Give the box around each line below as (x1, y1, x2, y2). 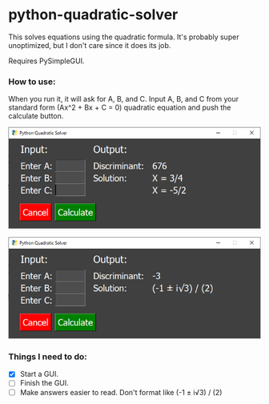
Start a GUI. (19, 370, 58, 379)
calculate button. (8, 111, 64, 121)
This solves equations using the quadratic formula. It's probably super (8, 32, 239, 42)
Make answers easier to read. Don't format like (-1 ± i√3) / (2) (19, 387, 223, 397)
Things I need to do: (8, 351, 87, 362)
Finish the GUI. (19, 378, 70, 388)
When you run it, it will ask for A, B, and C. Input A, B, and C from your (8, 94, 239, 104)
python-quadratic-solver (8, 6, 179, 24)
